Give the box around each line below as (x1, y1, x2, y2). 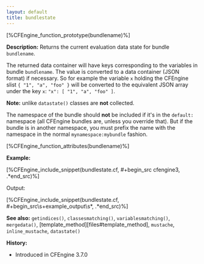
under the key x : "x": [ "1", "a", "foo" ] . (6, 87, 116, 95)
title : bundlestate (6, 15, 56, 21)
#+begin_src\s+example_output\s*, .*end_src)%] (6, 202, 128, 210)
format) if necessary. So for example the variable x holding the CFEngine (6, 74, 189, 82)
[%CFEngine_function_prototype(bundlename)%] (6, 31, 131, 38)
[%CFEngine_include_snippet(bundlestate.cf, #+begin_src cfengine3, (6, 166, 180, 173)
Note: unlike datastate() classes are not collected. (6, 99, 135, 107)
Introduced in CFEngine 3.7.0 (15, 251, 88, 258)
